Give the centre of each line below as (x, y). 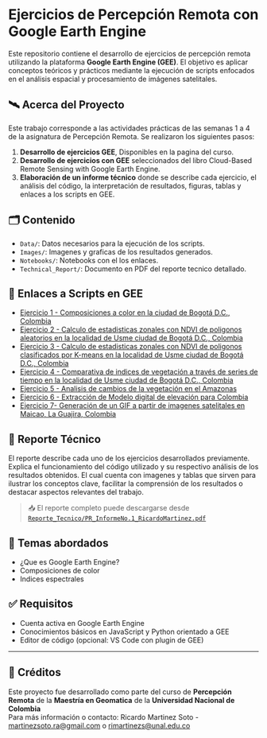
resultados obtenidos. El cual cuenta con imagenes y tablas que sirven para (132, 476)
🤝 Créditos (35, 672)
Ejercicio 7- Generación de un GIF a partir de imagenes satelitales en (132, 406)
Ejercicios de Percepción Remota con (133, 15)
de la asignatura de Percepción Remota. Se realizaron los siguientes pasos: (132, 136)
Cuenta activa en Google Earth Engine (82, 623)
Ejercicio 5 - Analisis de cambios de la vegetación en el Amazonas (128, 389)
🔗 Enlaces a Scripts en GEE (76, 293)
